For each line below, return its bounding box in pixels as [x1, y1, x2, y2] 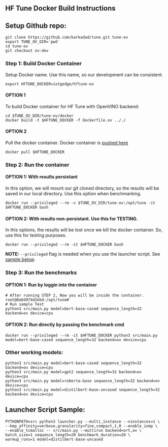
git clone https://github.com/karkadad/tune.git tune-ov [5, 35, 128, 40]
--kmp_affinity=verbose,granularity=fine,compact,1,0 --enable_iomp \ [5, 423, 158, 429]
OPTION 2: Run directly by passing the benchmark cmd [5, 321, 124, 327]
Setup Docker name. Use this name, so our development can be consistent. [5, 71, 163, 78]
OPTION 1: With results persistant [5, 174, 78, 180]
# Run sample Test [5, 302, 44, 307]
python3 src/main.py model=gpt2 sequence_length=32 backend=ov [5, 369, 142, 374]
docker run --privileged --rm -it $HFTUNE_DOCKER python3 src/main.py [5, 333, 158, 338]
